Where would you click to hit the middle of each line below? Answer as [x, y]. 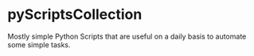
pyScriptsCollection [75, 15]
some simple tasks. [39, 44]
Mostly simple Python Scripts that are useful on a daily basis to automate [127, 36]
